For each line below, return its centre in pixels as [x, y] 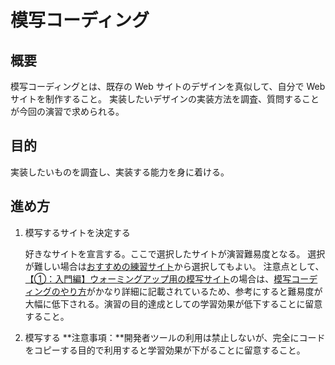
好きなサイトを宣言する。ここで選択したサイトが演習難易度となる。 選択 [175, 253]
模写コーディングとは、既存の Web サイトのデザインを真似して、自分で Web [168, 86]
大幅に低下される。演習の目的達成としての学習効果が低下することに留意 [173, 303]
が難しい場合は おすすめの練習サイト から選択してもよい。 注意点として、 [174, 266]
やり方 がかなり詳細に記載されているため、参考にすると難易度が [191, 291]
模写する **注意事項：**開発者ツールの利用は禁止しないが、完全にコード [175, 337]
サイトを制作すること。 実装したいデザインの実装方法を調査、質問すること [165, 99]
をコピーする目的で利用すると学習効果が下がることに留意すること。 [165, 350]
